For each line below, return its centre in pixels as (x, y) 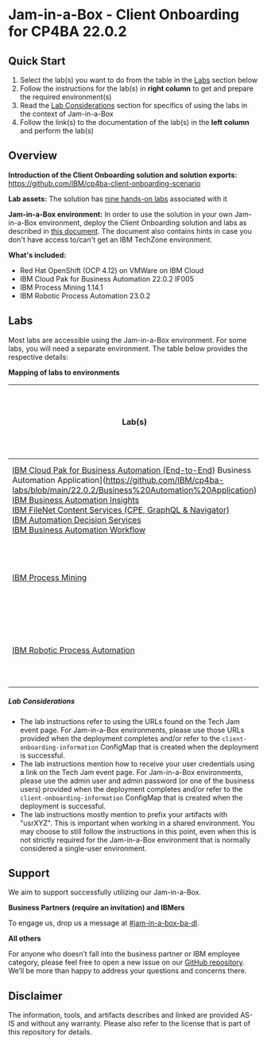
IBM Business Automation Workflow (79, 529)
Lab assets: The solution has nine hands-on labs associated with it (118, 199)
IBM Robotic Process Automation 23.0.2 (85, 295)
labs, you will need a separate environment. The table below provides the (128, 349)
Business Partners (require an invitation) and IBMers (97, 908)
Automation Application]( (59, 480)
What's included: (37, 255)
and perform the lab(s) (56, 130)
